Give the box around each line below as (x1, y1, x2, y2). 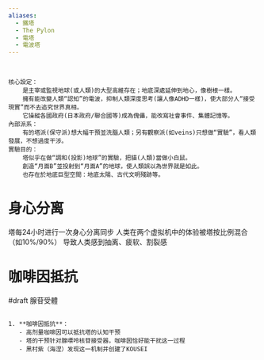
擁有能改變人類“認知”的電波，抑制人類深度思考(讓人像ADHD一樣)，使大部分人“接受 (22, 95, 255, 103)
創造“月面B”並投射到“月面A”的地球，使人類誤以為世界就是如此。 (22, 163, 204, 170)
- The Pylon (15, 26, 55, 34)
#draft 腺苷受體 (8, 296, 58, 305)
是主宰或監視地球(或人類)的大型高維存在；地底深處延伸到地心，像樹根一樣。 (22, 86, 236, 95)
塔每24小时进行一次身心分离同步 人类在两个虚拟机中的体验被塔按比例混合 (8, 228, 248, 237)
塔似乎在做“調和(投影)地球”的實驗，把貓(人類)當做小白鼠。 (22, 154, 192, 163)
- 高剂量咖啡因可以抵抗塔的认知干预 (18, 328, 121, 336)
